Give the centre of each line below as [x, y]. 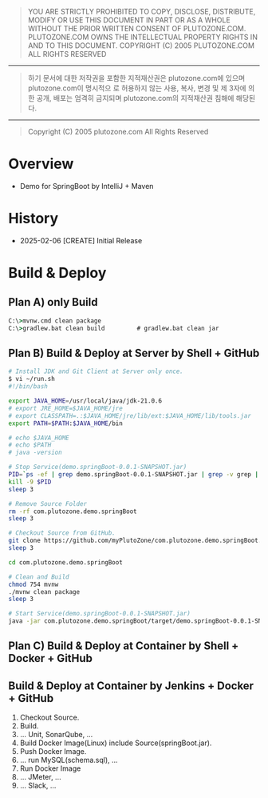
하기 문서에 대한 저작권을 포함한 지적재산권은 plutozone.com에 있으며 [136, 78]
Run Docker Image [50, 768]
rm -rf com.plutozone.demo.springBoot [73, 511]
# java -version [35, 453]
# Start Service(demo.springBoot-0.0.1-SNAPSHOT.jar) [100, 614]
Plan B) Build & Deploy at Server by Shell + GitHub [134, 353]
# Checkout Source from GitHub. [62, 533]
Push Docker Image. [53, 752]
